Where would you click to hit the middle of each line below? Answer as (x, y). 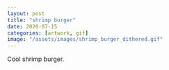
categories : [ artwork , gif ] (48, 33)
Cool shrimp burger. (36, 59)
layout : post (26, 14)
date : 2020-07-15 (32, 26)
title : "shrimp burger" (42, 20)
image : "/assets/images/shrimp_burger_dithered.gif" (85, 40)
